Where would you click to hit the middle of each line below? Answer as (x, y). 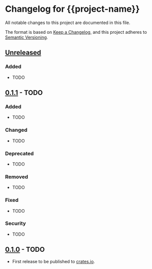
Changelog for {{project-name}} (72, 9)
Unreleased (23, 53)
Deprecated (20, 153)
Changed (16, 130)
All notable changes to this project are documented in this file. (68, 23)
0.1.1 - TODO (24, 93)
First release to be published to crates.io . (53, 261)
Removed (17, 176)
